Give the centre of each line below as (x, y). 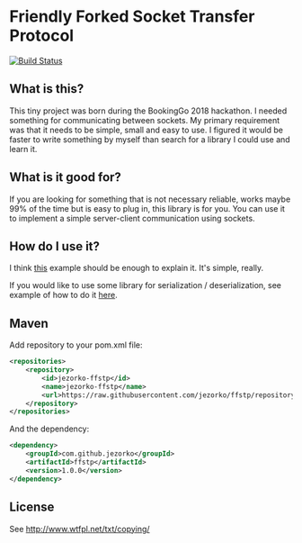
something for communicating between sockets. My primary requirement (145, 120)
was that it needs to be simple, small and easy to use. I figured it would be (146, 130)
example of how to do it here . (64, 295)
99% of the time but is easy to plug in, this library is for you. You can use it (147, 208)
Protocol (42, 36)
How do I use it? (55, 246)
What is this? (47, 89)
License (32, 507)
